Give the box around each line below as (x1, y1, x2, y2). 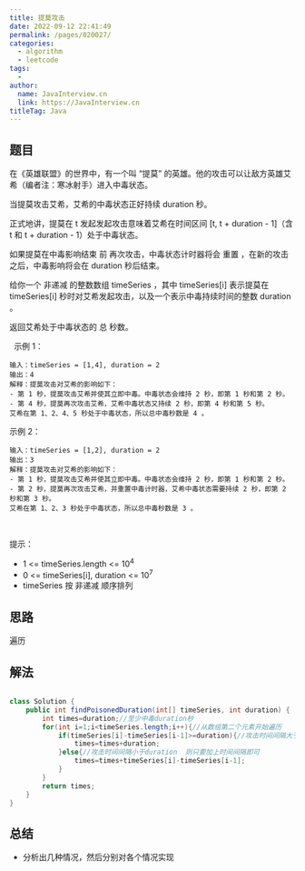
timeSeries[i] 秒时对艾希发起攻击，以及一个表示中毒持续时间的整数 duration (9, 291, 291, 302)
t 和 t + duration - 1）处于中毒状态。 (9, 229, 143, 241)
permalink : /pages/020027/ (9, 30, 112, 39)
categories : (9, 38, 54, 48)
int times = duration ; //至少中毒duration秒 (42, 714, 194, 723)
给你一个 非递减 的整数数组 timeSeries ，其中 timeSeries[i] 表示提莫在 (9, 279, 270, 291)
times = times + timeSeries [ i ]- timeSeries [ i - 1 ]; (74, 756, 246, 766)
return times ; (42, 781, 95, 791)
